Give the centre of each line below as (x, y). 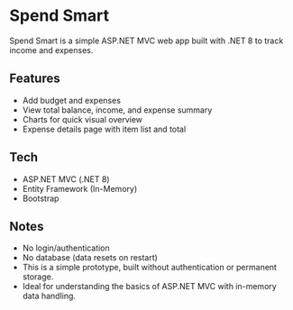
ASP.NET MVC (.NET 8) (66, 179)
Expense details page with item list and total (104, 129)
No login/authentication (66, 248)
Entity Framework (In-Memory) (80, 188)
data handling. (49, 296)
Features (35, 79)
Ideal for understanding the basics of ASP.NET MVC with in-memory (149, 287)
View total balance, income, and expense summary (117, 110)
